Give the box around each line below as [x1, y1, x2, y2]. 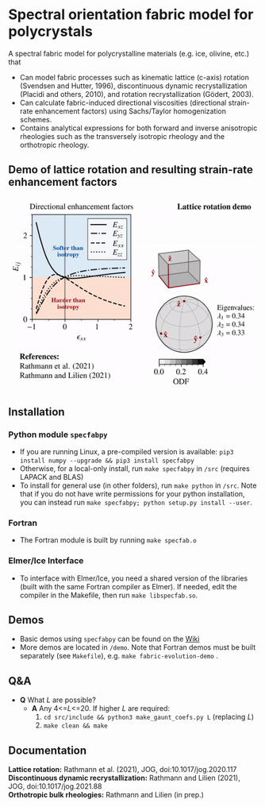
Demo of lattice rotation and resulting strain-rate [8, 163, 254, 176]
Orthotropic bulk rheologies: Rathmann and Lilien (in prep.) [8, 790, 205, 800]
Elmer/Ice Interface [8, 555, 84, 566]
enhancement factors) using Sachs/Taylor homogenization [34, 106, 227, 116]
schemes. [19, 114, 52, 124]
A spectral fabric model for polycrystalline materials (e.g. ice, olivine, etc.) [8, 48, 250, 58]
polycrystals [8, 22, 93, 41]
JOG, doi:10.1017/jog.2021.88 [8, 782, 102, 791]
